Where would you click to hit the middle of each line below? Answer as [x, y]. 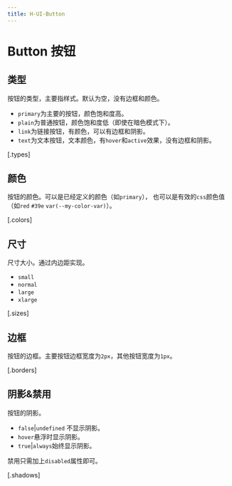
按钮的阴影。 [26, 413]
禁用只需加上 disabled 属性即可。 [54, 460]
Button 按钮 [42, 51]
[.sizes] [19, 313]
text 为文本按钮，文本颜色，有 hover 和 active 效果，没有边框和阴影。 [116, 140]
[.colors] [20, 220]
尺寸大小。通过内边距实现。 [48, 263]
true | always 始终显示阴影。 [57, 445]
